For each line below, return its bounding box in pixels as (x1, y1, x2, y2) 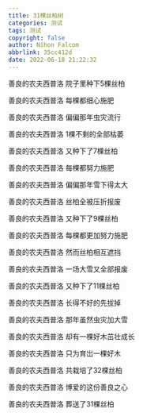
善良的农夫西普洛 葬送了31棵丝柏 (8, 399, 115, 409)
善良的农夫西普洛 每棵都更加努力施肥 (8, 230, 128, 240)
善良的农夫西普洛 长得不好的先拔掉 (8, 298, 121, 307)
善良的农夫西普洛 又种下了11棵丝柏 (8, 281, 120, 291)
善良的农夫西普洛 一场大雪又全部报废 (8, 264, 128, 274)
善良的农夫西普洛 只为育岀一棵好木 (8, 349, 121, 358)
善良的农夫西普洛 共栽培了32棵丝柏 (8, 365, 123, 375)
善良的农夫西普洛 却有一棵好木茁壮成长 (8, 331, 135, 341)
